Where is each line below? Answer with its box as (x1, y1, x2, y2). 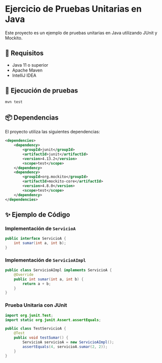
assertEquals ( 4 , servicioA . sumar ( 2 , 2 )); (22, 344, 108, 349)
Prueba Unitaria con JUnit (5, 302, 67, 309)
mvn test (5, 99, 23, 104)
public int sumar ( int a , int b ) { (14, 276, 84, 282)
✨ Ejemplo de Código (5, 210, 71, 218)
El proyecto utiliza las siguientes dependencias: (5, 129, 100, 135)
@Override (14, 272, 34, 277)
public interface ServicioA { (5, 236, 67, 241)
